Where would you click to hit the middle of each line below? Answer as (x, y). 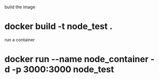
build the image (20, 7)
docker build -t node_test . (58, 26)
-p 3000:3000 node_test (63, 70)
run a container (20, 39)
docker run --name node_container (77, 59)
